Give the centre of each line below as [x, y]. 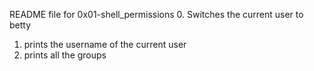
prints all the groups [65, 55]
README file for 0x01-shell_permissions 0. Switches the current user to [156, 14]
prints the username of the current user [105, 44]
